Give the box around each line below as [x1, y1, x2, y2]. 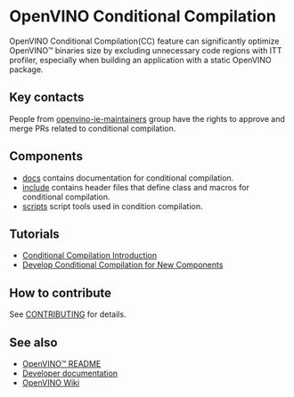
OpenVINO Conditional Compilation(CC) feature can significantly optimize [9, 36, 280, 46]
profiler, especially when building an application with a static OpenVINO [9, 54, 272, 65]
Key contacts [9, 90, 85, 105]
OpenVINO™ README [21, 359, 102, 369]
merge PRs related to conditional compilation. [9, 123, 176, 134]
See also [9, 335, 58, 350]
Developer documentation [21, 368, 118, 378]
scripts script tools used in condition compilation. [21, 200, 203, 211]
